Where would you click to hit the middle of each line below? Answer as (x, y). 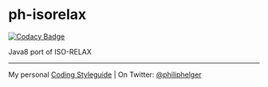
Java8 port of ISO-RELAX (50, 51)
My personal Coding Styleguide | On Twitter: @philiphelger (105, 74)
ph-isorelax (47, 15)
